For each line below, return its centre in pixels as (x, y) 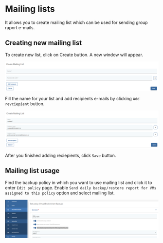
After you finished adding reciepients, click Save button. (61, 155)
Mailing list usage (32, 171)
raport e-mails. (20, 27)
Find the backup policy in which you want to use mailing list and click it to (79, 182)
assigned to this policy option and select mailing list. (60, 193)
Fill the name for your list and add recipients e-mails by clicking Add (72, 99)
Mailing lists (30, 9)
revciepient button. (25, 104)
